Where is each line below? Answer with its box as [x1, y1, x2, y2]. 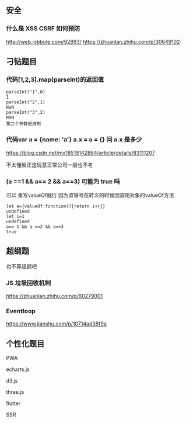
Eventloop [6, 307, 36, 315]
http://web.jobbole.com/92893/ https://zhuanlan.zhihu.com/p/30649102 [6, 38, 180, 45]
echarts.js [6, 366, 30, 373]
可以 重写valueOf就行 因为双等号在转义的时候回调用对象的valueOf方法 [6, 192, 174, 199]
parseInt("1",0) [6, 89, 45, 95]
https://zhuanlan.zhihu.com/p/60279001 [6, 293, 103, 300]
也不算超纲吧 [6, 262, 37, 270]
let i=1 [6, 213, 25, 219]
